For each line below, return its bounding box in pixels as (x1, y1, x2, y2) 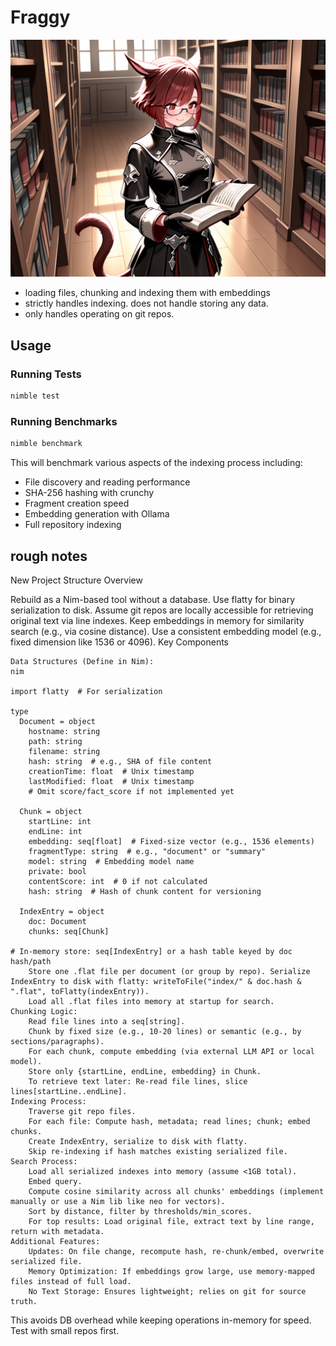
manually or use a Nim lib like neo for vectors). (10, 1196, 226, 1206)
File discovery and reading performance (24, 476, 191, 488)
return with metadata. (10, 1226, 105, 1236)
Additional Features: (10, 1236, 101, 1246)
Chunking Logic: (10, 1006, 78, 1016)
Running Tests (10, 367, 82, 381)
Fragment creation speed (24, 497, 130, 510)
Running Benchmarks (10, 414, 118, 428)
